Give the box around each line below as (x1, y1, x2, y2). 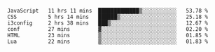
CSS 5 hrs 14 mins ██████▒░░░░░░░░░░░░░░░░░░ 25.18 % (7, 13, 209, 20)
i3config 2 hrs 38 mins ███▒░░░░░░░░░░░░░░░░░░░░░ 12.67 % (7, 20, 209, 27)
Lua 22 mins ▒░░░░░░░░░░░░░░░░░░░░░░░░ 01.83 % (7, 38, 209, 45)
